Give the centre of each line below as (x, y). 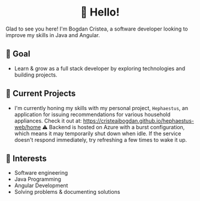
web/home (28, 127)
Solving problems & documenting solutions (67, 192)
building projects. (36, 75)
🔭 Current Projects (41, 94)
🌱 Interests (26, 158)
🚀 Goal (18, 54)
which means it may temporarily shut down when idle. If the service (98, 133)
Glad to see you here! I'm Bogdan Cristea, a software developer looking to (97, 29)
